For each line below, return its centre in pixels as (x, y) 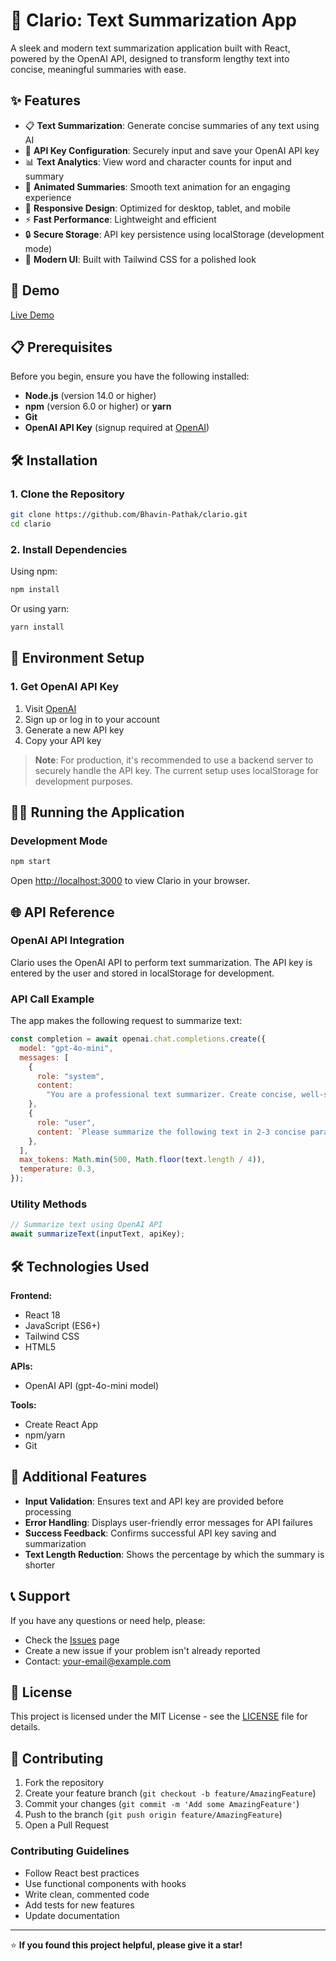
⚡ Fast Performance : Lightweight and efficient (120, 219)
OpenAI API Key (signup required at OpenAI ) (117, 428)
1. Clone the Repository (67, 494)
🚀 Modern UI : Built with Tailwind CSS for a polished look (140, 259)
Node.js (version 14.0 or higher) (90, 396)
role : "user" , (66, 1122)
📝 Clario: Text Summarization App (153, 20)
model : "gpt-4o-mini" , (66, 1048)
